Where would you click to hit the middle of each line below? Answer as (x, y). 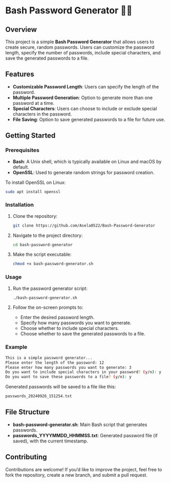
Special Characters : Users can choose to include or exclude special (85, 108)
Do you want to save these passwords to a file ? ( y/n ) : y (68, 377)
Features (20, 74)
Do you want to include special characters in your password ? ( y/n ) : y (83, 372)
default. (21, 167)
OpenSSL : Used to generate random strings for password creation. (83, 172)
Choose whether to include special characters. (70, 328)
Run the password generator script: (50, 288)
